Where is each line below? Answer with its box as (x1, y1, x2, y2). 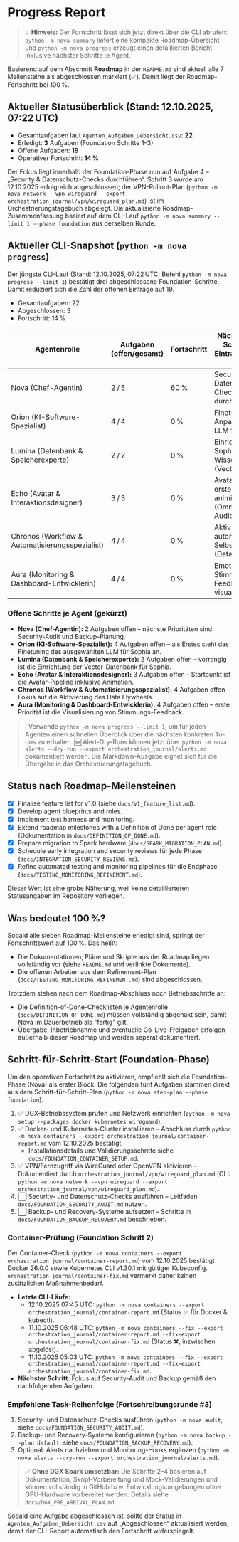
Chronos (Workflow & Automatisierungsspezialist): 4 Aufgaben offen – (17, 685, 230, 694)
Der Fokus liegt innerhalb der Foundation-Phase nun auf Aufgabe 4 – (7, 167, 210, 176)
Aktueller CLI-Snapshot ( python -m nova (7, 240, 187, 252)
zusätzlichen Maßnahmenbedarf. (7, 1279, 105, 1288)
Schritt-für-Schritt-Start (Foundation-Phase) (7, 1054, 210, 1066)
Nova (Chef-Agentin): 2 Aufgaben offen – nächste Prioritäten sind (17, 624, 213, 633)
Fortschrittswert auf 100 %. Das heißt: (7, 939, 118, 947)
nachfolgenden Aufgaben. (17, 1382, 95, 1390)
